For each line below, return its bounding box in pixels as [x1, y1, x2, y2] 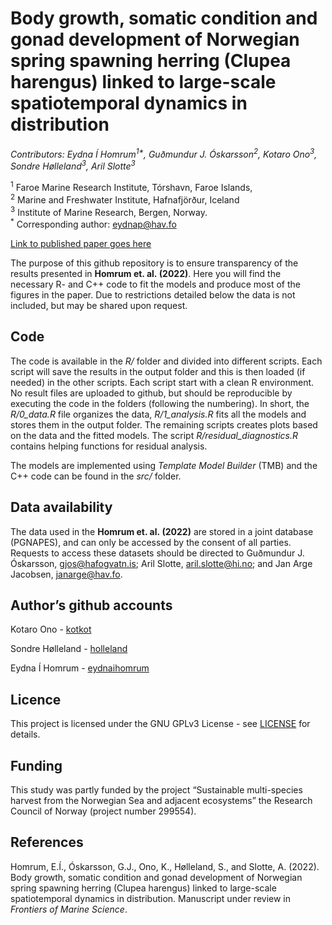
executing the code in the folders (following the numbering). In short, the [10, 397, 310, 409]
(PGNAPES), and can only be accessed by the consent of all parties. [10, 536, 292, 548]
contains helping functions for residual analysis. [10, 440, 208, 452]
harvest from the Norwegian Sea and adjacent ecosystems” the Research [10, 794, 313, 806]
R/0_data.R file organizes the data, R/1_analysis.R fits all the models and [10, 408, 307, 420]
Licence [10, 691, 62, 708]
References [10, 834, 84, 851]
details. [10, 728, 41, 741]
